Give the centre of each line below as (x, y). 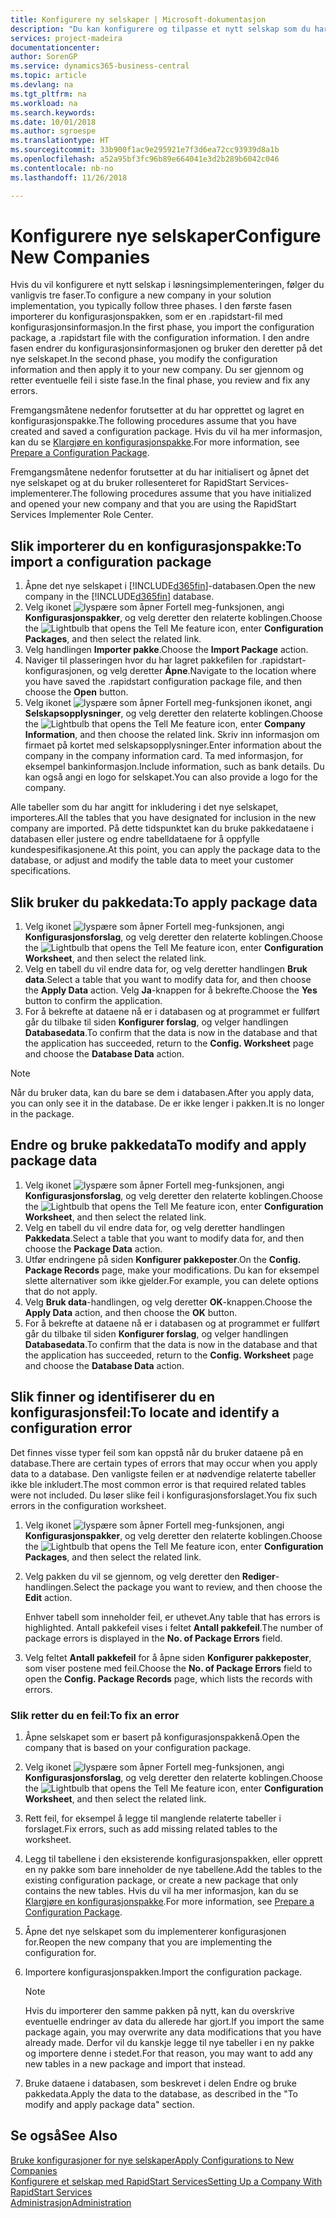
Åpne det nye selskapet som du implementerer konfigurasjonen (155, 1931)
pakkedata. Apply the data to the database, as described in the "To (161, 2093)
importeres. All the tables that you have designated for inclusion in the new (163, 818)
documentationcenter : (55, 47)
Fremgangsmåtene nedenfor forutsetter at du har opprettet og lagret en (157, 410)
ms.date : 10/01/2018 (53, 122)
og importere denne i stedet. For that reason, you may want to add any (168, 2053)
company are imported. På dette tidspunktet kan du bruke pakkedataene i (162, 828)
